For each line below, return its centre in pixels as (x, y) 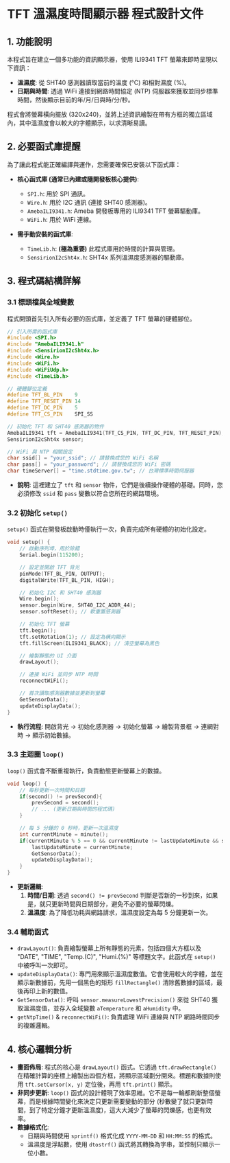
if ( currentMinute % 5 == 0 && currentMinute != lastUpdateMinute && (119, 841)
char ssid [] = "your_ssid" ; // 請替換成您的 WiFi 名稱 (83, 458)
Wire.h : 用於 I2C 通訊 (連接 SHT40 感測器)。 (89, 202)
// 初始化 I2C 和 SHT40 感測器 (60, 592)
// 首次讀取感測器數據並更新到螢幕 (62, 693)
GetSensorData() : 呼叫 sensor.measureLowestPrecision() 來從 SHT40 (114, 1000)
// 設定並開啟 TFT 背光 (50, 567)
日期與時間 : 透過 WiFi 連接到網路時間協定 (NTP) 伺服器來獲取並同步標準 (118, 91)
